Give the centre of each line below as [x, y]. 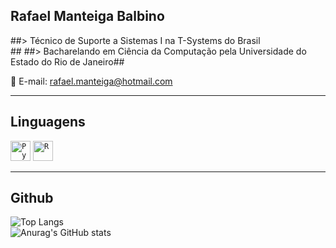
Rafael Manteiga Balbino [87, 16]
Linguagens [48, 122]
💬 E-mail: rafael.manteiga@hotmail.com [91, 81]
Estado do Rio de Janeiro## [67, 61]
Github [32, 198]
